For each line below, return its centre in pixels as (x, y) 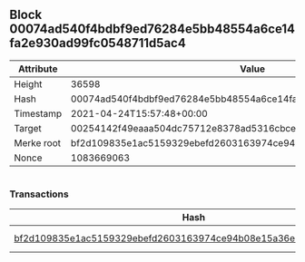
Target (28, 128)
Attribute (38, 69)
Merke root (38, 142)
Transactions (39, 194)
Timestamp (38, 113)
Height (28, 83)
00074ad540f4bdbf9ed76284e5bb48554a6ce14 (152, 29)
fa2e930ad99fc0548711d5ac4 (98, 43)
